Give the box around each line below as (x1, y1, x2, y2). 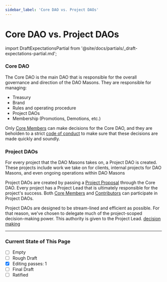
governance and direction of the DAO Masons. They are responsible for (5, 79, 152, 85)
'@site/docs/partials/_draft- (81, 45, 138, 51)
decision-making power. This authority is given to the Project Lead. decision (5, 216, 161, 222)
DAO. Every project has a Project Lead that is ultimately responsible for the (5, 185, 158, 191)
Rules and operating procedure (12, 105, 76, 111)
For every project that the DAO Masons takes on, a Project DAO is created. (5, 160, 158, 166)
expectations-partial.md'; (5, 50, 57, 56)
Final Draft (12, 266, 34, 272)
